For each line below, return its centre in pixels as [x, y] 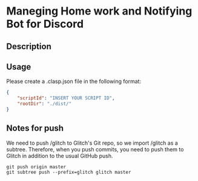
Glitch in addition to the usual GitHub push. [60, 156]
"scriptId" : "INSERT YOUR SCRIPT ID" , [66, 98]
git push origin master [36, 167]
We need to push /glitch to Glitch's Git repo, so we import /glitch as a [92, 143]
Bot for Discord [45, 24]
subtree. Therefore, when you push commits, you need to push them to [95, 149]
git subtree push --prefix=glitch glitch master [69, 172]
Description [29, 46]
